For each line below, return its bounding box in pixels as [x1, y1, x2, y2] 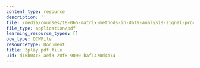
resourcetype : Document [6, 42, 65, 48]
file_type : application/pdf [6, 25, 76, 31]
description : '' [6, 14, 46, 20]
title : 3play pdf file [6, 47, 62, 53]
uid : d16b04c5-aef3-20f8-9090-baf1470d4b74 [6, 53, 116, 59]
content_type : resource [6, 8, 65, 15]
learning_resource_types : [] [6, 31, 79, 37]
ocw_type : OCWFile [6, 36, 52, 42]
